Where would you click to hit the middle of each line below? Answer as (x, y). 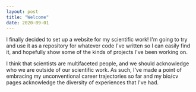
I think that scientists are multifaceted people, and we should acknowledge (98, 64)
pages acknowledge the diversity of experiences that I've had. (83, 83)
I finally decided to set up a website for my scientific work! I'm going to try (97, 40)
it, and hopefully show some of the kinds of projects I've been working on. (97, 52)
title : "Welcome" (28, 17)
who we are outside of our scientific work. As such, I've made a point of (94, 70)
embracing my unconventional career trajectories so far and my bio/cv (92, 76)
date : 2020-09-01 (28, 23)
